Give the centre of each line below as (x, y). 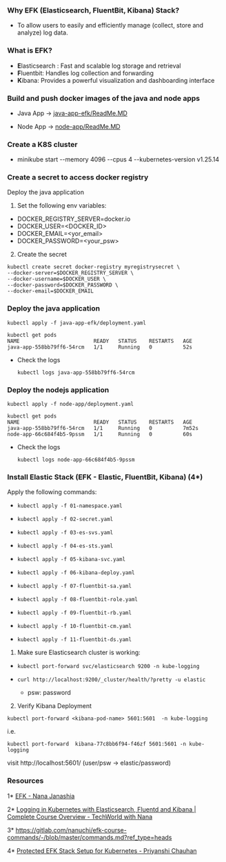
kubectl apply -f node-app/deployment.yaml (71, 404)
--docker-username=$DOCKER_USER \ (57, 279)
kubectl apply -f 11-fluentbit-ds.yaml (74, 640)
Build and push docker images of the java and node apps (104, 98)
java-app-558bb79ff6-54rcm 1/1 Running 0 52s (100, 347)
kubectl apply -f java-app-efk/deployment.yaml (77, 323)
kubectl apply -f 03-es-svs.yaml (65, 533)
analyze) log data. (42, 32)
